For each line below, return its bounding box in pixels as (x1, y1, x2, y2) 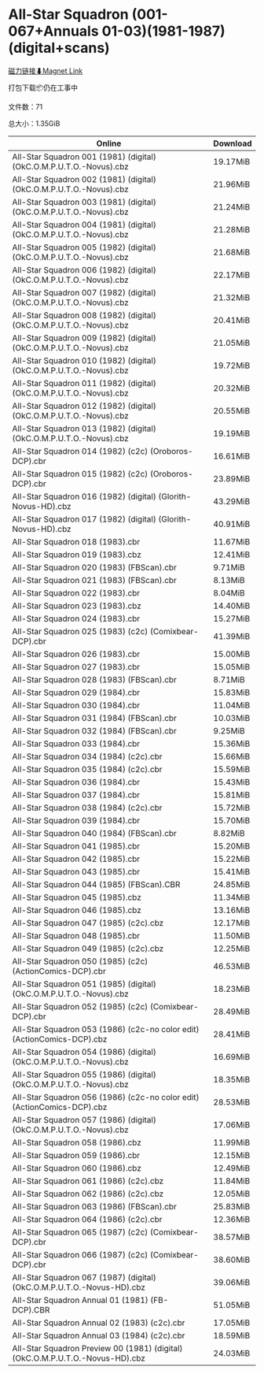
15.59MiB (213, 763, 251, 774)
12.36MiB (213, 1213, 251, 1224)
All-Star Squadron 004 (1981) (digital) (12, 219, 157, 230)
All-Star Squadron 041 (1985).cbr (12, 841, 141, 852)
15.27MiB (213, 613, 251, 624)
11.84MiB (213, 1175, 251, 1186)
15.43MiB (213, 776, 251, 787)
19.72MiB (213, 360, 251, 371)
